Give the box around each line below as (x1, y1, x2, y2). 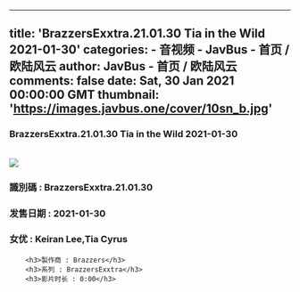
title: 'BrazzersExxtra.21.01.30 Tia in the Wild (9, 26, 266, 41)
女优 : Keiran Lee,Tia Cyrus (9, 233, 128, 246)
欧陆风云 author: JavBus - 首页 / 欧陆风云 (9, 59, 237, 74)
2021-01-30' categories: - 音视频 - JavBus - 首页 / (9, 42, 290, 58)
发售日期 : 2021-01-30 (9, 207, 106, 219)
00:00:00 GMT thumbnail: (9, 87, 160, 102)
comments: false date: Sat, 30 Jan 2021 (9, 73, 235, 89)
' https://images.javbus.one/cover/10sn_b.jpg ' (9, 101, 273, 117)
